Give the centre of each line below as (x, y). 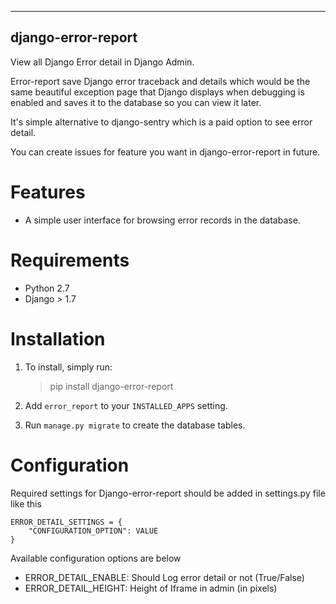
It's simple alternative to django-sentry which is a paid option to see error (161, 122)
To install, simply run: (68, 367)
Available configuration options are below (96, 558)
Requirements (70, 260)
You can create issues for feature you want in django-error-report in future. (165, 152)
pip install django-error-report (111, 386)
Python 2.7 (47, 288)
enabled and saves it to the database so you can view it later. (136, 102)
